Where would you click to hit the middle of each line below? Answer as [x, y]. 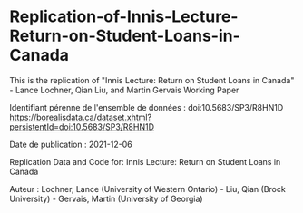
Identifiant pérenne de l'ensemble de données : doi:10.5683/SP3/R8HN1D [147, 107]
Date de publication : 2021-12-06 [71, 144]
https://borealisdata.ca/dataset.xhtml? [81, 117]
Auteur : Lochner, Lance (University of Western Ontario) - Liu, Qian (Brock [147, 189]
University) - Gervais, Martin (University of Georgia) [106, 198]
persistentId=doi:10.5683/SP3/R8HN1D [82, 126]
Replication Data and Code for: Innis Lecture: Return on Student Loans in [145, 161]
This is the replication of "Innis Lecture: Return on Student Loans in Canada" [152, 80]
